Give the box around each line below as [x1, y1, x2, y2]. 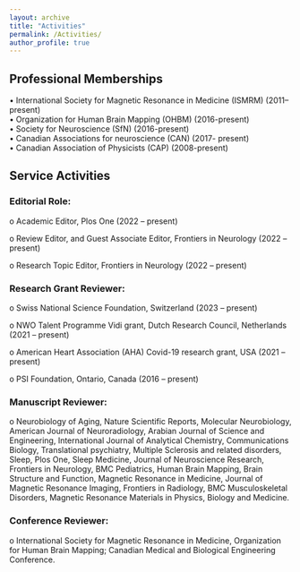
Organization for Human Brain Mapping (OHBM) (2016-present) [15, 114, 250, 125]
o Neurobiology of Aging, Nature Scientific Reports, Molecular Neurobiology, [9, 416, 292, 427]
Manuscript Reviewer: [9, 396, 107, 408]
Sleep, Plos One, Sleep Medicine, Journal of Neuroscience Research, [9, 454, 264, 465]
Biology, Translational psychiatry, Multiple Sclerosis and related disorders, [9, 445, 282, 456]
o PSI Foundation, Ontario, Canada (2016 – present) [9, 373, 199, 385]
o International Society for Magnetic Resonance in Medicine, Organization [9, 534, 282, 546]
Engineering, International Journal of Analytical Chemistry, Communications [9, 435, 289, 446]
